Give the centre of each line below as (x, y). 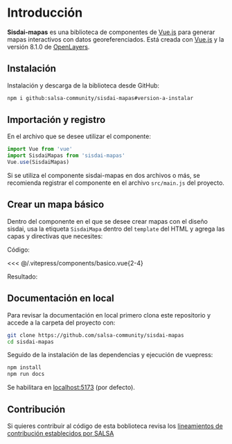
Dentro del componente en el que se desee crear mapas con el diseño (107, 221)
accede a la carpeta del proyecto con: (61, 322)
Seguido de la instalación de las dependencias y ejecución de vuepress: (110, 355)
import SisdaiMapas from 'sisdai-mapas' (66, 156)
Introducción (45, 13)
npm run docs (26, 374)
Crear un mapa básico (56, 205)
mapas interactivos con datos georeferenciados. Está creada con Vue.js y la (116, 39)
